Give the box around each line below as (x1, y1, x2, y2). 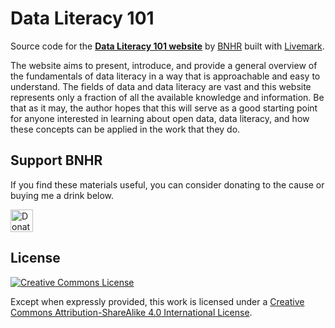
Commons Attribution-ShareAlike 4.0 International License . (10, 306, 253, 318)
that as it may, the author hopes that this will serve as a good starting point (10, 102, 318, 114)
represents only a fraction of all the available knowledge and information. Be (10, 91, 325, 103)
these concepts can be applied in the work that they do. (10, 123, 241, 135)
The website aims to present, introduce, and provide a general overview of (10, 59, 318, 71)
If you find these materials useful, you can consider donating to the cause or (10, 178, 325, 191)
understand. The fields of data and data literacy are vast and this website (10, 80, 312, 92)
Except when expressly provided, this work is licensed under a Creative (10, 295, 305, 307)
